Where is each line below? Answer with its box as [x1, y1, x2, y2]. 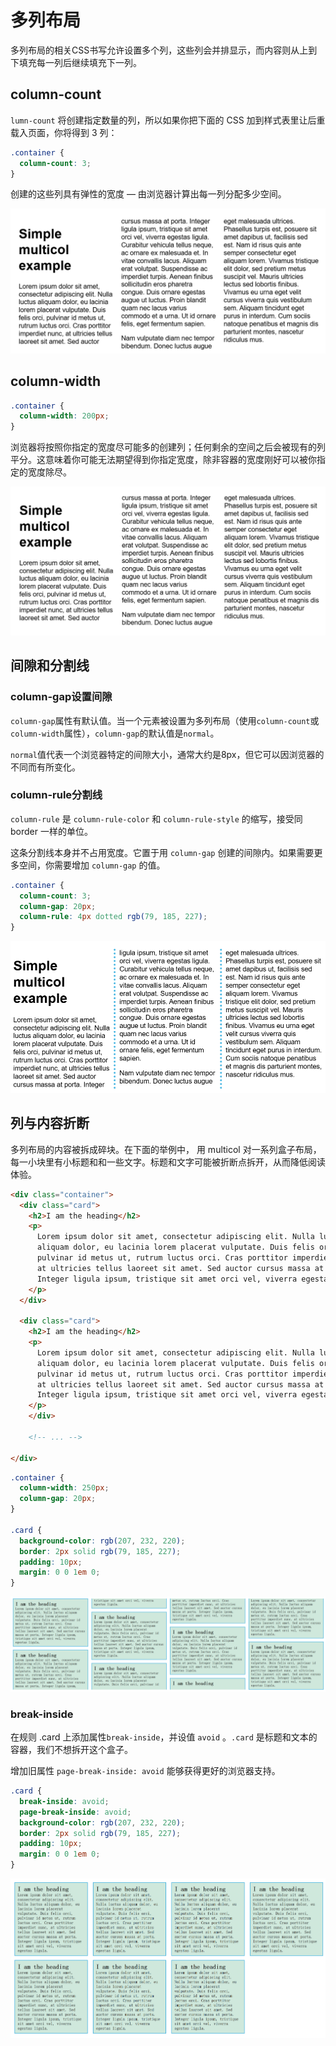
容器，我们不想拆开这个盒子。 [10, 1744, 133, 1756]
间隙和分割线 [10, 657, 90, 675]
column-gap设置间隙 [10, 690, 113, 704]
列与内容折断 [10, 1115, 90, 1132]
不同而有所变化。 [10, 761, 81, 773]
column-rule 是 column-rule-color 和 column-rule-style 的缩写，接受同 [10, 812, 303, 825]
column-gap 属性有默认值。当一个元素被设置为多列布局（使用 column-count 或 [10, 714, 320, 726]
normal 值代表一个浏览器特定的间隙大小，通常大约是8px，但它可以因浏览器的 [10, 748, 325, 760]
